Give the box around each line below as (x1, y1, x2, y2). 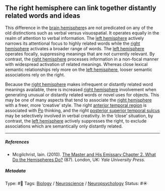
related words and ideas (5, 12, 81, 20)
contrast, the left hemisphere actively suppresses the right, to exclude (5, 118, 147, 124)
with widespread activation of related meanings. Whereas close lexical (5, 61, 148, 67)
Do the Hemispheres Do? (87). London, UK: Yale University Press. (12, 157, 146, 162)
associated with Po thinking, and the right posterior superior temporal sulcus (5, 107, 160, 113)
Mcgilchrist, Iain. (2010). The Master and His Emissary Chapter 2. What (12, 151, 156, 157)
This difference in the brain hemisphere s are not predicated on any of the (5, 25, 153, 31)
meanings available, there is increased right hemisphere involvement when (5, 86, 156, 93)
